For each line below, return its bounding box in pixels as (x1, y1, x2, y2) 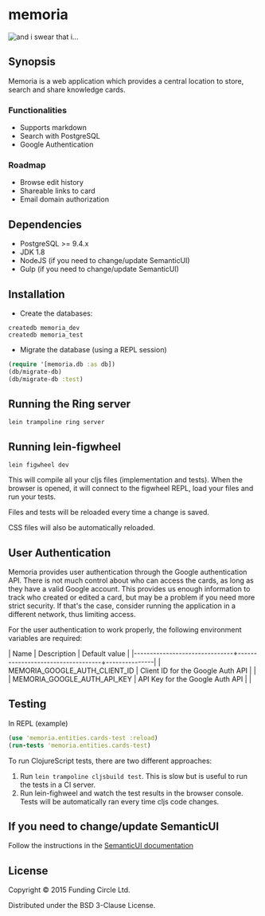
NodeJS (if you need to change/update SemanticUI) (19, 256, 190, 265)
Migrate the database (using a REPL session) (19, 344, 167, 354)
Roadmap (8, 159, 46, 171)
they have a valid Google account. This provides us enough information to (8, 584, 251, 594)
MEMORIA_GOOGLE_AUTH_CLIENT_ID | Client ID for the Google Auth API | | (8, 666, 256, 675)
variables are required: (8, 634, 83, 643)
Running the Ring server (8, 397, 131, 411)
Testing (8, 698, 47, 711)
